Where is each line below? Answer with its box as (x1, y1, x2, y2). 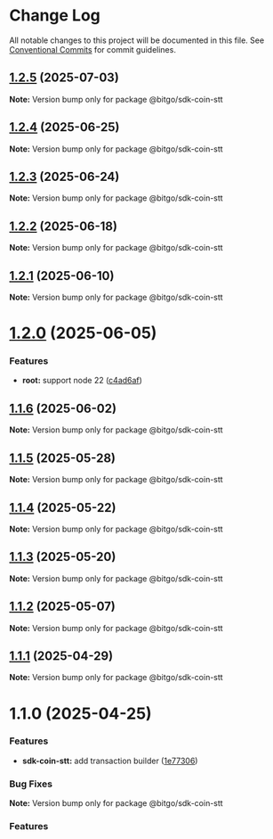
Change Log (9, 5, 100, 26)
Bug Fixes (9, 777, 53, 790)
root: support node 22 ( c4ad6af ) (21, 375, 142, 386)
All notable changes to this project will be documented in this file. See (9, 35, 265, 45)
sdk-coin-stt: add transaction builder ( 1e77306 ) (21, 755, 198, 766)
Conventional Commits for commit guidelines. (9, 44, 176, 54)
